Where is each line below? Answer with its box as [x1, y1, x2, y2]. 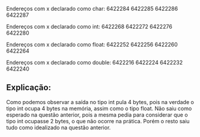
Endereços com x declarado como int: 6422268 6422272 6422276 [6, 23, 172, 30]
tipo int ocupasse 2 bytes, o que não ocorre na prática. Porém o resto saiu [6, 117, 190, 124]
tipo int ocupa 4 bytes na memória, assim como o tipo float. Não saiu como [6, 105, 192, 112]
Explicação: [6, 83, 51, 93]
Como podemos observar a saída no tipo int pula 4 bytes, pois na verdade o [6, 98, 194, 105]
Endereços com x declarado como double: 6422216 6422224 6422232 [6, 59, 183, 66]
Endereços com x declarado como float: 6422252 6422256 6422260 [6, 41, 178, 48]
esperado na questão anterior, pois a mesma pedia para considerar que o [6, 111, 188, 118]
